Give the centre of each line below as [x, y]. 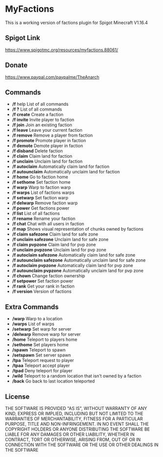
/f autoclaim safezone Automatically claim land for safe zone [74, 255]
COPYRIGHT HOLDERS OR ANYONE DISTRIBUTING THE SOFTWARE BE [78, 429]
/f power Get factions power [41, 208]
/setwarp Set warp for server [42, 329]
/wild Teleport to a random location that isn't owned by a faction [77, 376]
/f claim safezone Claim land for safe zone [55, 234]
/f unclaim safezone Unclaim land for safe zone [60, 240]
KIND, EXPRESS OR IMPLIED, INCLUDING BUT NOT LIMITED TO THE [74, 413]
